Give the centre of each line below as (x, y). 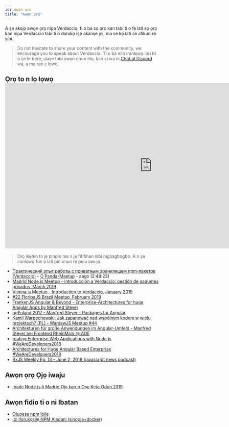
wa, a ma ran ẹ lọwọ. (38, 64)
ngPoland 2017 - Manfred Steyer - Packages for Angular (69, 313)
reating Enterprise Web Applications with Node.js (62, 339)
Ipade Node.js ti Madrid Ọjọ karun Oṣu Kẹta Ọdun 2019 (68, 387)
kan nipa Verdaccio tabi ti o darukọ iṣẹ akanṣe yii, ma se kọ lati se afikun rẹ (80, 33)
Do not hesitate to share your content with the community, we (79, 48)
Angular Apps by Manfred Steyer (45, 307)
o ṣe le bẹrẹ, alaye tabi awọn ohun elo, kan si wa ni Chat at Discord (85, 58)
